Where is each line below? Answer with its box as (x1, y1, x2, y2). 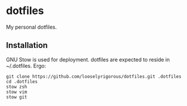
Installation (6, 40, 48, 50)
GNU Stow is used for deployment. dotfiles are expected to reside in (6, 56, 170, 63)
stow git (6, 94, 27, 100)
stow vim (6, 89, 27, 95)
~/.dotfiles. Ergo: (6, 62, 46, 69)
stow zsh (6, 84, 27, 90)
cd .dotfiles (6, 78, 38, 84)
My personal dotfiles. (6, 23, 57, 30)
